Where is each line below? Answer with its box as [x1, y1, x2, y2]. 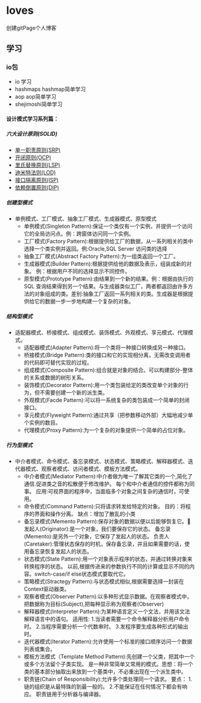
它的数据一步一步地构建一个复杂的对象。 [34, 298, 135, 305]
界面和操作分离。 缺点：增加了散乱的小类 [34, 510, 136, 517]
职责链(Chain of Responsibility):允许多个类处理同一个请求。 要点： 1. [23, 675, 193, 683]
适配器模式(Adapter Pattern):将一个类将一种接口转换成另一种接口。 [23, 344, 190, 351]
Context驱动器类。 [23, 585, 70, 592]
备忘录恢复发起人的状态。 [29, 548, 93, 555]
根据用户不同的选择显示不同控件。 [46, 268, 130, 275]
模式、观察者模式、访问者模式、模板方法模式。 [25, 465, 141, 472]
